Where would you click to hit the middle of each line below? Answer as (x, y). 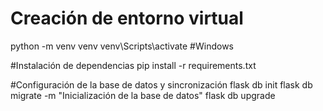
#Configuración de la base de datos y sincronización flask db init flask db (161, 84)
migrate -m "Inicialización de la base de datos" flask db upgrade (143, 95)
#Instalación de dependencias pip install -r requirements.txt (133, 65)
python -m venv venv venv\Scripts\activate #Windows (122, 46)
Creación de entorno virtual (127, 18)
